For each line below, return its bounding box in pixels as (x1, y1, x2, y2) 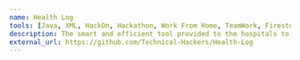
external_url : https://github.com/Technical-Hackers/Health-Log (9, 37, 254, 47)
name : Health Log (9, 12, 74, 22)
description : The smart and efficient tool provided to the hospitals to (9, 29, 290, 38)
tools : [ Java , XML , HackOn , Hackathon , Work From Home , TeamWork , (9, 21, 262, 30)
